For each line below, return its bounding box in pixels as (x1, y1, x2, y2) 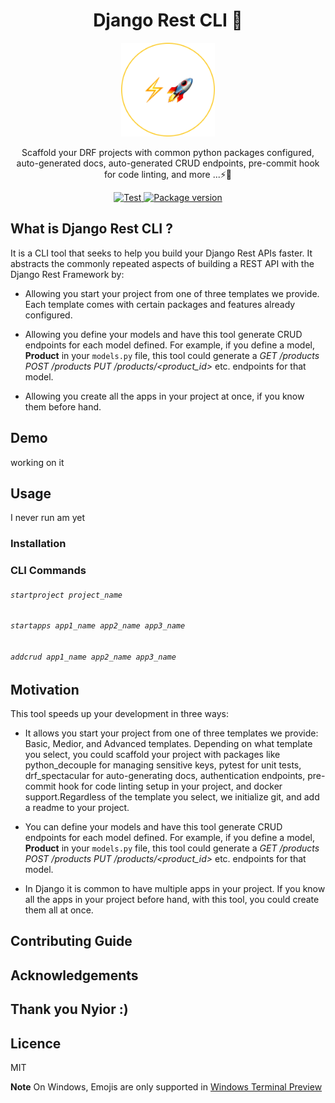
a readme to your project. (24, 802, 130, 814)
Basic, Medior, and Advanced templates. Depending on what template (24, 738, 313, 750)
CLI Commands (10, 564, 87, 578)
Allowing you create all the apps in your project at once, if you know (24, 390, 305, 402)
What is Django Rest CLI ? (10, 220, 173, 238)
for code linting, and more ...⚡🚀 (103, 168, 233, 180)
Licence (10, 1035, 62, 1052)
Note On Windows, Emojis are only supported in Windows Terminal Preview (10, 1081, 323, 1093)
